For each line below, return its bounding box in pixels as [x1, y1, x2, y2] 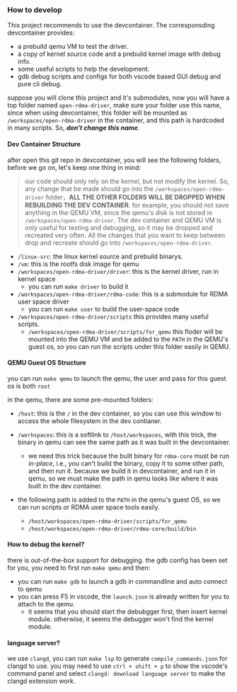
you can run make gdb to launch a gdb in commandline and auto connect [17, 577, 228, 585]
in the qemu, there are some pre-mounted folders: [7, 395, 154, 404]
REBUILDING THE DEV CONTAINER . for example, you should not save [24, 200, 229, 209]
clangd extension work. [7, 677, 76, 686]
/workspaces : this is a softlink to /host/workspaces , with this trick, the [17, 430, 217, 439]
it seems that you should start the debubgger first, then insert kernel [28, 607, 228, 616]
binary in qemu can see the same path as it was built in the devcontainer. [17, 437, 231, 446]
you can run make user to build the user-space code [28, 304, 180, 313]
